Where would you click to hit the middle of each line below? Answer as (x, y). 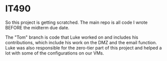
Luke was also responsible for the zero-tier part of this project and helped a (83, 48)
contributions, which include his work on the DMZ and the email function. (81, 42)
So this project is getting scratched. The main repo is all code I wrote (76, 22)
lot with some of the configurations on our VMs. (55, 53)
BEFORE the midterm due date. (37, 27)
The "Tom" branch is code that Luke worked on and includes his (72, 37)
